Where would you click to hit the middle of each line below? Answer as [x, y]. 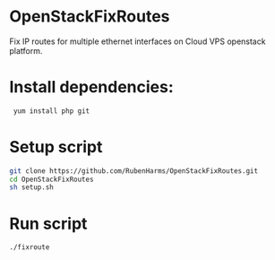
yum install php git [52, 111]
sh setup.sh [31, 187]
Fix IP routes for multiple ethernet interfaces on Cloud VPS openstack [137, 41]
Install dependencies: [92, 87]
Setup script [56, 147]
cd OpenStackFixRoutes [52, 179]
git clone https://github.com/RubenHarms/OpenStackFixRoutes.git [133, 171]
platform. [26, 50]
